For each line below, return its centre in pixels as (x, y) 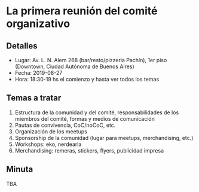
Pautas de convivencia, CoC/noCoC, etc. (65, 125)
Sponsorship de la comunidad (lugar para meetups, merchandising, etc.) (104, 138)
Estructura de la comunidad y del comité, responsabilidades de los (97, 112)
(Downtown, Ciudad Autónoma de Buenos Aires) (74, 66)
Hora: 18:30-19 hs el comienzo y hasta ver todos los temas (87, 79)
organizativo (38, 24)
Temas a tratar (34, 98)
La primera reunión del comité (82, 11)
